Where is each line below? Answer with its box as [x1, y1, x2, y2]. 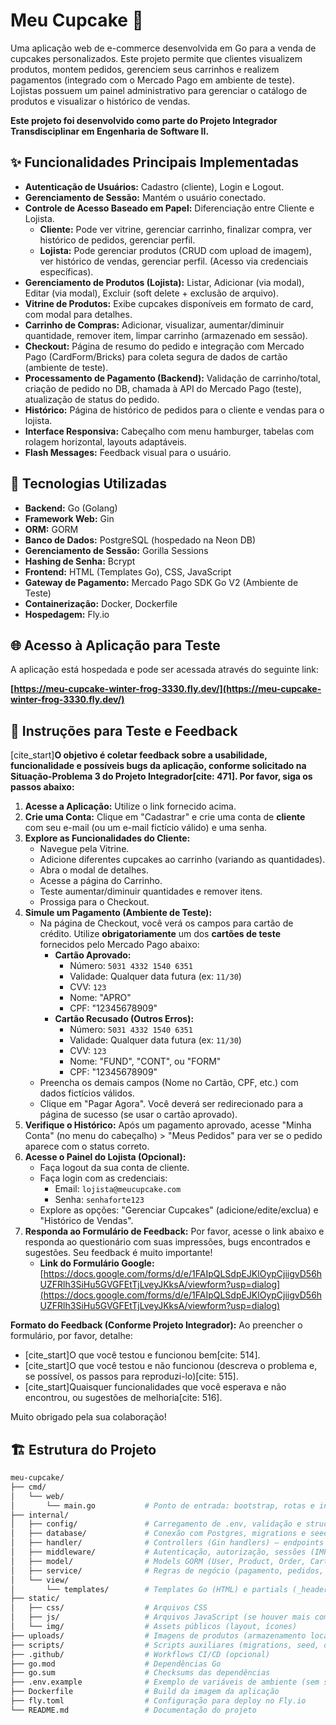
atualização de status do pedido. [24, 393, 160, 405]
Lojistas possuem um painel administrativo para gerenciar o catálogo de [10, 84, 308, 96]
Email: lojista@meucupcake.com [54, 1183, 182, 1195]
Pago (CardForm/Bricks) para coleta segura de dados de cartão [24, 350, 288, 363]
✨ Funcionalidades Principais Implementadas [10, 154, 300, 171]
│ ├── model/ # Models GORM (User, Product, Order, [10, 1556, 307, 1566]
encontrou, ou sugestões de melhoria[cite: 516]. [24, 1392, 223, 1404]
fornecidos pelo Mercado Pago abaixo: [39, 939, 200, 951]
